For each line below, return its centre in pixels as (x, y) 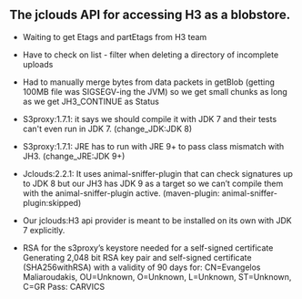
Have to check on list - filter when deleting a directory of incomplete (151, 55)
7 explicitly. (44, 230)
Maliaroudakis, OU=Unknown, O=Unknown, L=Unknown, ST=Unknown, (157, 276)
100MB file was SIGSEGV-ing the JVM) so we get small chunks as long (155, 91)
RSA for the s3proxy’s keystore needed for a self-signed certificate (148, 247)
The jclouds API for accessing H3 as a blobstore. (150, 15)
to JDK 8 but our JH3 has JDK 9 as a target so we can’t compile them (153, 183)
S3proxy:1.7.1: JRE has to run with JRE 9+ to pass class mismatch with (153, 146)
